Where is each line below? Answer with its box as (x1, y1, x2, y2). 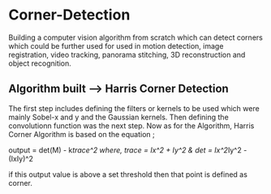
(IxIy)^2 (8, 153, 34, 163)
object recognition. (8, 58, 71, 68)
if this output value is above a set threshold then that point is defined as (8, 169, 247, 179)
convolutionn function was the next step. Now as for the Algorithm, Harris (8, 120, 255, 131)
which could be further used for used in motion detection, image (8, 41, 224, 50)
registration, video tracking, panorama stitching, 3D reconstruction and (8, 50, 246, 59)
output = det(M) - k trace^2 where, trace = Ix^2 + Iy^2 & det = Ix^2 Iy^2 (8, 144, 242, 155)
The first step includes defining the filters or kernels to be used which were (8, 103, 260, 113)
